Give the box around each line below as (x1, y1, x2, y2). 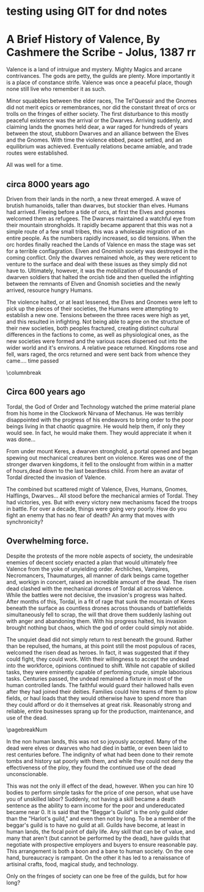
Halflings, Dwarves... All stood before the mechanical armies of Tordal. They (6, 492, 199, 499)
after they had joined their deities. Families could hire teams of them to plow (6, 688, 197, 695)
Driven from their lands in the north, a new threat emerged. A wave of (6, 195, 181, 202)
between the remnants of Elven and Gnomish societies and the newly (6, 280, 181, 287)
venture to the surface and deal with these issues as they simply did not (6, 260, 188, 267)
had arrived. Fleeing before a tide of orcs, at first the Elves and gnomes (6, 208, 186, 215)
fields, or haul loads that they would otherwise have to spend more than (6, 694, 187, 702)
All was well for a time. (6, 161, 63, 169)
